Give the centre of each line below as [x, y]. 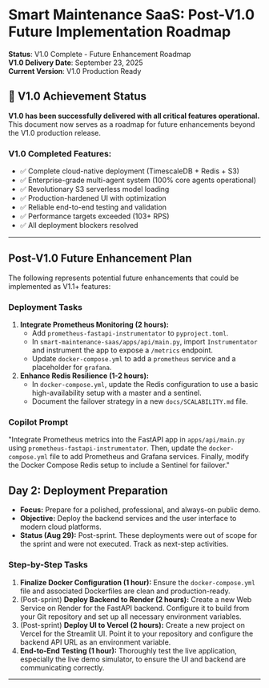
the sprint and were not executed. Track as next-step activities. [124, 544]
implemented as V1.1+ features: [60, 286]
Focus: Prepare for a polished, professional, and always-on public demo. [140, 510]
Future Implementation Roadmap [120, 32]
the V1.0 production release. [55, 132]
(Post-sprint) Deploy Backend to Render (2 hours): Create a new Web [136, 599]
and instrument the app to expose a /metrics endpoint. [122, 350]
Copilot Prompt [38, 422]
